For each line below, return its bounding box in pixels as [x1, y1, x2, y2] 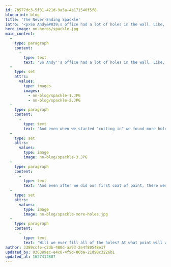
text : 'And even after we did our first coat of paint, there [23, 183, 158, 188]
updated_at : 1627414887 [5, 254, 56, 259]
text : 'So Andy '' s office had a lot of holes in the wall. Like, [23, 60, 165, 65]
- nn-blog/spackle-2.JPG [27, 98, 81, 103]
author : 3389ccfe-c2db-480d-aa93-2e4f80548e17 [5, 245, 106, 250]
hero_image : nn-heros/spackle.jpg [5, 27, 79, 32]
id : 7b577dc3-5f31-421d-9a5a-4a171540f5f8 [5, 7, 97, 13]
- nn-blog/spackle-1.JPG [27, 93, 81, 98]
